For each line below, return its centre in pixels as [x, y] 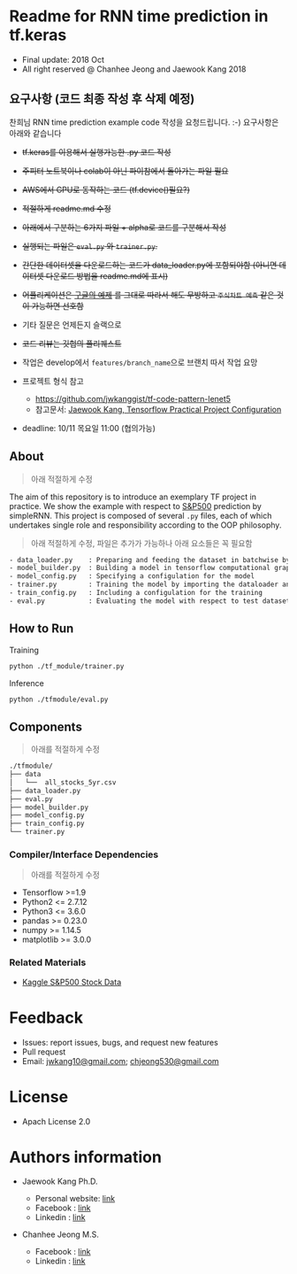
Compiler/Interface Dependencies [84, 854]
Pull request [44, 1052]
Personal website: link [75, 1199]
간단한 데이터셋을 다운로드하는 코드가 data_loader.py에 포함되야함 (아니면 [149, 265]
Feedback [46, 1018]
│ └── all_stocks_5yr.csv [63, 782]
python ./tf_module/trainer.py [67, 666]
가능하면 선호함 [57, 305]
